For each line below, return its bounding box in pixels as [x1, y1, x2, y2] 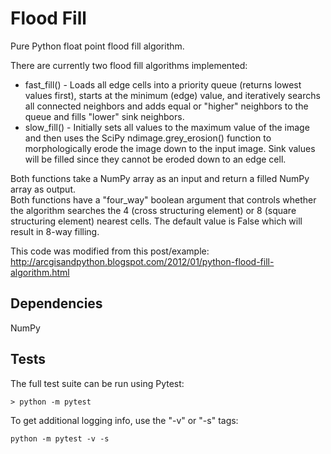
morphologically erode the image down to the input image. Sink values [24, 142, 316, 154]
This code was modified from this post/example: [10, 245, 210, 257]
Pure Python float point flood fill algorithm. [10, 40, 185, 52]
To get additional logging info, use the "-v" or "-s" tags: [10, 414, 239, 426]
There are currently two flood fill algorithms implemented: [10, 59, 248, 71]
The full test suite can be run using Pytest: [10, 377, 185, 389]
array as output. [10, 183, 76, 195]
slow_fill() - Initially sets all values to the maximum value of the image [24, 121, 310, 133]
